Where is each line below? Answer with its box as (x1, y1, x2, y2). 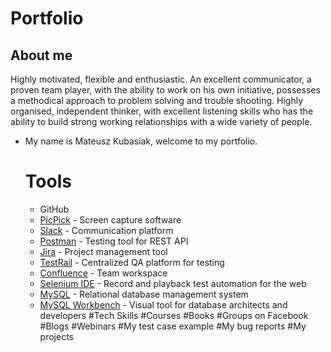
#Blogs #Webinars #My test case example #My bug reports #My (39, 320, 307, 332)
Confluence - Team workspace (39, 267, 168, 279)
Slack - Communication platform (39, 224, 174, 236)
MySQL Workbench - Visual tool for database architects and (39, 298, 288, 311)
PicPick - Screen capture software (39, 213, 182, 226)
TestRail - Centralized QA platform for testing (39, 256, 225, 268)
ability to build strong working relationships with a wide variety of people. (10, 116, 313, 127)
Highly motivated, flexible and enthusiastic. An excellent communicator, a (10, 73, 312, 85)
